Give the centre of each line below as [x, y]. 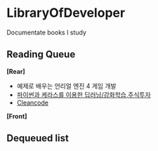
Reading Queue [41, 54]
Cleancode [32, 103]
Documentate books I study [47, 32]
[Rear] [16, 71]
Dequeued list [38, 138]
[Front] [17, 116]
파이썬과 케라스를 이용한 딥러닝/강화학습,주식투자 [84, 94]
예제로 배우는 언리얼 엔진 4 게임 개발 [66, 86]
